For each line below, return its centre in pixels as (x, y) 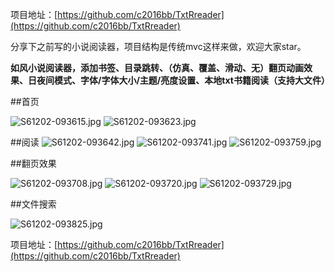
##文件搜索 (33, 204)
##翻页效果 (33, 163)
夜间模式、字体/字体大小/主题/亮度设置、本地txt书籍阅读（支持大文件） (183, 80)
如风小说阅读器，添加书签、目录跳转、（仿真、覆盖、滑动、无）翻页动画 (157, 67)
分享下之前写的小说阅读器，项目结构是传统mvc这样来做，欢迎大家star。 (158, 46)
